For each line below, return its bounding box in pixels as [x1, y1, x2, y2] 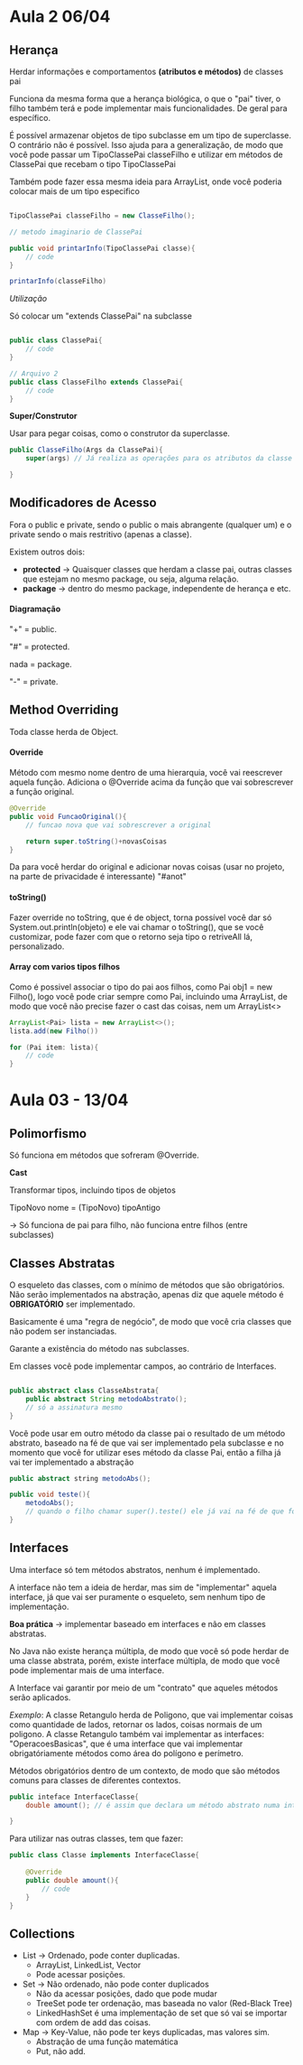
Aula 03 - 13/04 [9, 1090, 129, 1111]
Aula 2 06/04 [9, 6, 111, 27]
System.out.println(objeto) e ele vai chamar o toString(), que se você [9, 921, 264, 932]
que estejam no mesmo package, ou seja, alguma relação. [22, 573, 239, 584]
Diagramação [9, 603, 61, 615]
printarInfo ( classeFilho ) [9, 277, 106, 286]
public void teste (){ [9, 1490, 91, 1500]
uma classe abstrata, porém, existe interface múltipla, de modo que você [9, 1655, 280, 1666]
